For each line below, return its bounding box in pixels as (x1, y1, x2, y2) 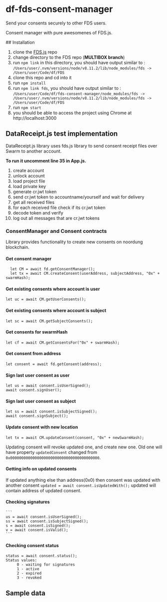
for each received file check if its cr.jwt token (12, 204, 106, 210)
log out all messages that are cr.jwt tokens (12, 215, 100, 221)
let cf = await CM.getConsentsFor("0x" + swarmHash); (5, 340, 120, 345)
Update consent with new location (5, 424, 78, 430)
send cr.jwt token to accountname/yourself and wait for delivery (12, 194, 145, 200)
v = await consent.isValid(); (5, 528, 69, 533)
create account (12, 167, 44, 173)
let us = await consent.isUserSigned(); (5, 383, 91, 389)
